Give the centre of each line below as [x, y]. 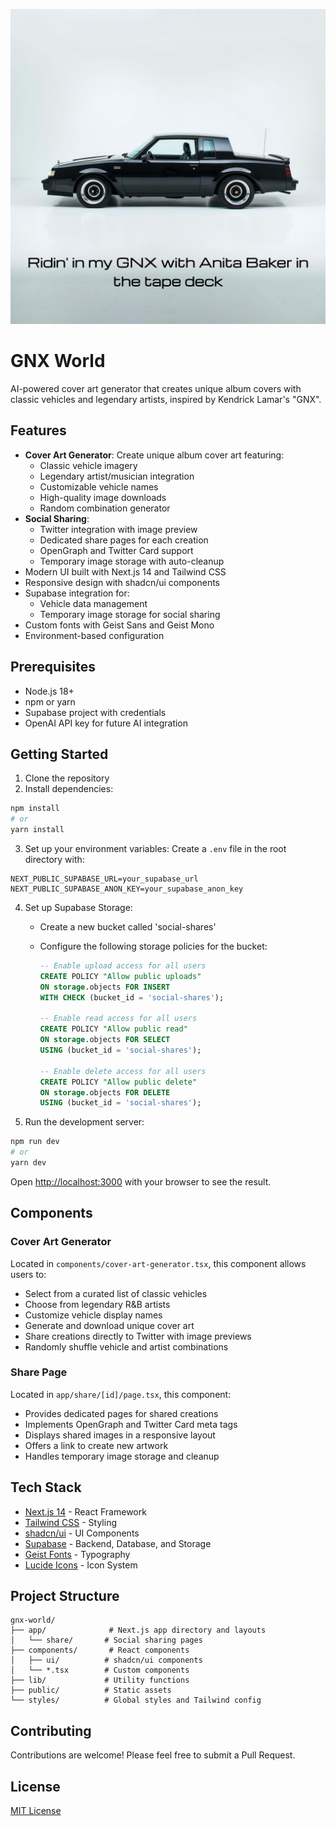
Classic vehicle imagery [88, 465]
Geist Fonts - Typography [77, 1554]
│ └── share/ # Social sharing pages [106, 1640]
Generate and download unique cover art [109, 1325]
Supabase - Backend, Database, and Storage [118, 1543]
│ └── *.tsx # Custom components [100, 1670]
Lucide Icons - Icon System [81, 1565]
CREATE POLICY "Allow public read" [113, 1029]
